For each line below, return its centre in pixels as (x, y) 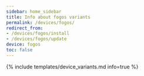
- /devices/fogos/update (36, 39)
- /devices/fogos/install (38, 34)
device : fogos (24, 45)
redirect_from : (25, 28)
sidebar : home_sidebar (34, 11)
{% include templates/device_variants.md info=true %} (72, 67)
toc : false (19, 50)
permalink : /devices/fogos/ (41, 22)
